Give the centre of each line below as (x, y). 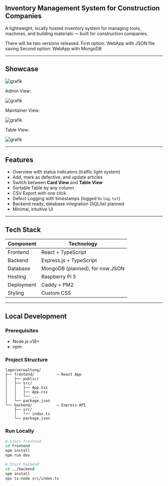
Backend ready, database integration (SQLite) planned (68, 204)
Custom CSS (56, 293)
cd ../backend (20, 469)
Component (22, 244)
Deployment (22, 285)
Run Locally (20, 431)
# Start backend (22, 464)
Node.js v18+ (26, 341)
